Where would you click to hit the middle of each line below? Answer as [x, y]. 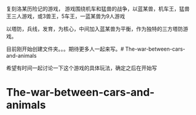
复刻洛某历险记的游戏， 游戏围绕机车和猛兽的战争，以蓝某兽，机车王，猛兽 [98, 9]
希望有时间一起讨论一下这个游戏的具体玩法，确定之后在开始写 [82, 68]
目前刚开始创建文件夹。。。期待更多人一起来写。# [65, 49]
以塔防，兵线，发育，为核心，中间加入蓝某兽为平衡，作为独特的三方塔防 [94, 29]
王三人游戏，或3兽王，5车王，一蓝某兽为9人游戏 [66, 16]
